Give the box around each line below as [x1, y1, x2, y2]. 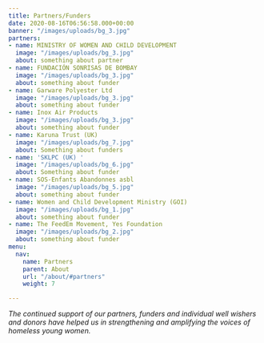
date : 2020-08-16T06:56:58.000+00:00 [8, 19, 134, 27]
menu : [8, 243, 26, 251]
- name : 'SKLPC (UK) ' [8, 153, 84, 161]
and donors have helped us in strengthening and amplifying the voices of [8, 317, 250, 327]
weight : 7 [22, 280, 56, 289]
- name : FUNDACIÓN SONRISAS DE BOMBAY [8, 64, 138, 72]
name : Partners [22, 257, 74, 265]
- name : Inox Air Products [8, 109, 98, 117]
